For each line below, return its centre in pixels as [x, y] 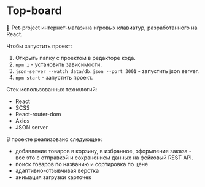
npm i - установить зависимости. [59, 64]
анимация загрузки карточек [53, 177]
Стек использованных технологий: [52, 89]
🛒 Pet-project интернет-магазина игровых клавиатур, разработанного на [102, 28]
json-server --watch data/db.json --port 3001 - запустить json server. [107, 71]
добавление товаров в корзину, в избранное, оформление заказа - [103, 151]
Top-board [34, 11]
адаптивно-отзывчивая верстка [57, 170]
